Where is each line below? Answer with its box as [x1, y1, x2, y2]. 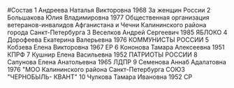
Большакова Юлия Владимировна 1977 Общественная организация [7, 13, 210, 22]
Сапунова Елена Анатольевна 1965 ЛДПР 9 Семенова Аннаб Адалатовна [7, 58, 227, 66]
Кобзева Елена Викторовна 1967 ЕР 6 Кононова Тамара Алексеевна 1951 [7, 43, 225, 51]
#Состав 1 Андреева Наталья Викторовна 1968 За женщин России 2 [7, 6, 211, 14]
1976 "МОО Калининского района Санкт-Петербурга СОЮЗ [7, 66, 185, 73]
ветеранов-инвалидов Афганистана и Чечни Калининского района [7, 21, 207, 29]
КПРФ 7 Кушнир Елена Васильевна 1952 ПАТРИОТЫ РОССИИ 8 [7, 50, 198, 59]
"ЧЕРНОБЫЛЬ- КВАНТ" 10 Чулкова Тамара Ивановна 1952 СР [7, 73, 193, 81]
